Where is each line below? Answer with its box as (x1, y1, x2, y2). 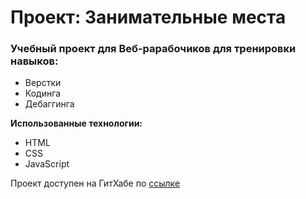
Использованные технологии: (10, 117, 143, 130)
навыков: (10, 54, 59, 68)
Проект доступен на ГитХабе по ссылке (10, 177, 181, 190)
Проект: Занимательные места (10, 6, 287, 29)
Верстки (24, 77, 62, 89)
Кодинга (24, 87, 62, 100)
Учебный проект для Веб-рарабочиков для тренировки (10, 42, 297, 56)
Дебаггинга (24, 98, 75, 110)
